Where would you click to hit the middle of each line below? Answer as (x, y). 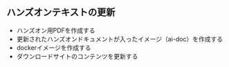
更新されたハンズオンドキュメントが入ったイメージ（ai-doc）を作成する (119, 39)
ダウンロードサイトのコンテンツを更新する (77, 56)
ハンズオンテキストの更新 (61, 12)
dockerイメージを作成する (54, 48)
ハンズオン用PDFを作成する (56, 30)
